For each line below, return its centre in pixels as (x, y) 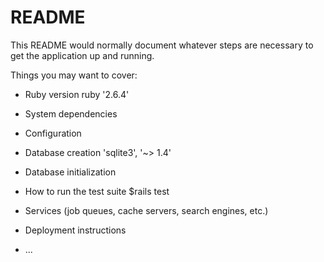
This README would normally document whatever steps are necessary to (162, 45)
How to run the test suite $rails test (97, 191)
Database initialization (70, 172)
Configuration (53, 133)
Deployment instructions (75, 230)
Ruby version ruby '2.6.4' (77, 94)
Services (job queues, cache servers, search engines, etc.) (146, 210)
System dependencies (71, 113)
